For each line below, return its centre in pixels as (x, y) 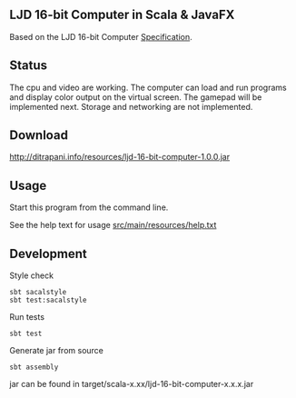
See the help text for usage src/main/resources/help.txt (113, 225)
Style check (32, 275)
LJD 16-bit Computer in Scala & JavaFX (122, 15)
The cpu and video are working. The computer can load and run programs (148, 87)
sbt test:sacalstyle (49, 300)
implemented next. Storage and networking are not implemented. (131, 106)
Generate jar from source (57, 351)
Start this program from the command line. (89, 207)
